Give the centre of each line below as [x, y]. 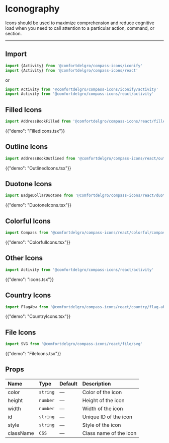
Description [97, 383]
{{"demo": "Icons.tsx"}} [30, 279]
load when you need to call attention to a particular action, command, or [80, 28]
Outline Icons [26, 147]
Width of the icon [103, 408]
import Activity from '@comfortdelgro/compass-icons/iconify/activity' [82, 89]
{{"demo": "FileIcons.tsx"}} [33, 354]
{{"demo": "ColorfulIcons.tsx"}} [38, 242]
